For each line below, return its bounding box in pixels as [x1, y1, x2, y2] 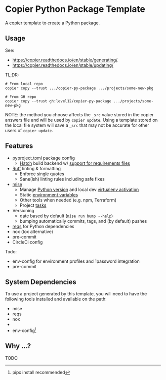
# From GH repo [5, 94, 37, 99]
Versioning [12, 207, 35, 213]
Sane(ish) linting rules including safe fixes [19, 176, 105, 182]
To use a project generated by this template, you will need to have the [5, 291, 147, 297]
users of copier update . [5, 127, 53, 133]
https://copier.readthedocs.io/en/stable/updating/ [12, 62, 114, 68]
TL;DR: [5, 72, 19, 78]
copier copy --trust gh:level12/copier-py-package [5, 98, 112, 103]
